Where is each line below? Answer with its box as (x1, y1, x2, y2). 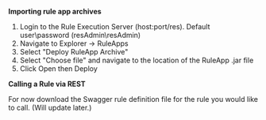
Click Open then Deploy (19, 64, 98, 73)
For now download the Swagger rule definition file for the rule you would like (8, 95, 258, 103)
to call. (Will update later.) (8, 103, 92, 112)
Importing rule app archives (8, 7, 102, 16)
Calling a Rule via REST (8, 79, 86, 88)
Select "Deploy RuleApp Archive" (19, 47, 129, 56)
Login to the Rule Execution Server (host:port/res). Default (19, 22, 210, 31)
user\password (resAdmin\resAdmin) (19, 31, 141, 39)
